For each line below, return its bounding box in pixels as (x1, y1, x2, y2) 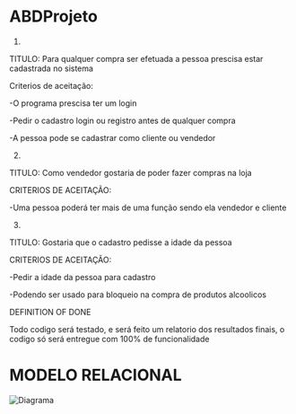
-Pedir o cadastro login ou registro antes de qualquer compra (9, 115, 236, 126)
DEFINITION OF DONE (9, 306, 91, 317)
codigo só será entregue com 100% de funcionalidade (9, 333, 210, 344)
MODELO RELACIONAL (9, 366, 182, 385)
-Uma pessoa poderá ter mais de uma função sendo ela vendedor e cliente (9, 202, 287, 213)
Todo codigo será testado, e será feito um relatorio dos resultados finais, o (9, 323, 285, 334)
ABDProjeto (9, 6, 99, 27)
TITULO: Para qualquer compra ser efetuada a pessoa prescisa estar (9, 53, 264, 64)
